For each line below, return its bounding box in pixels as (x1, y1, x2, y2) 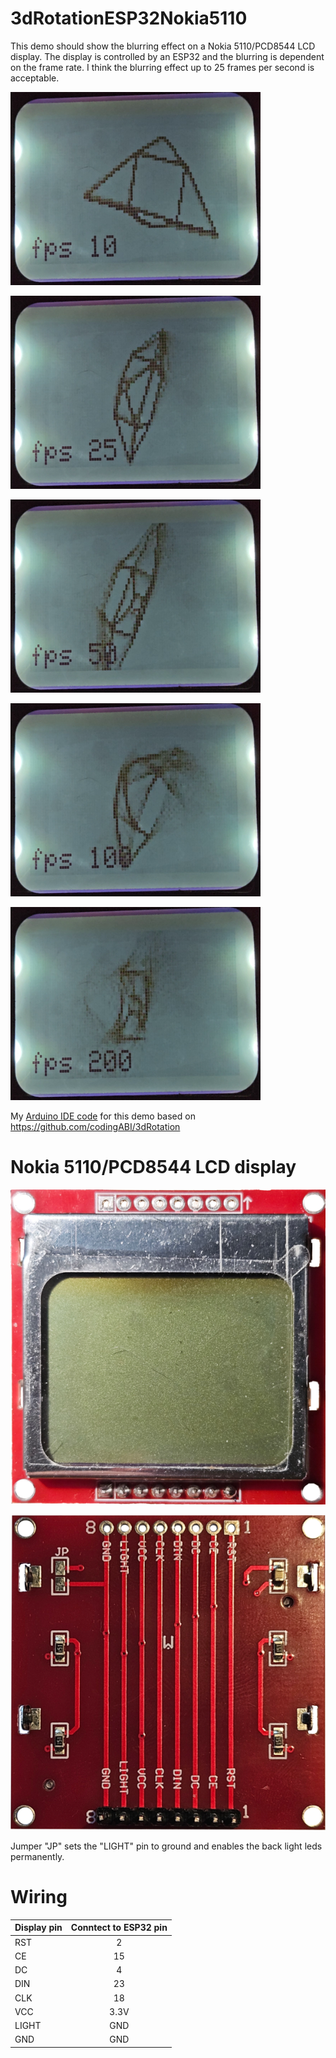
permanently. (10, 1850, 65, 1862)
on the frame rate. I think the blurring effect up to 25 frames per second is (10, 61, 315, 73)
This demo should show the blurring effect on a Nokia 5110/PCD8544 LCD (10, 40, 316, 52)
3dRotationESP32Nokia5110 (10, 7, 248, 30)
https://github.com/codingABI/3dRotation (10, 1120, 181, 1132)
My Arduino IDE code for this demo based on (10, 1110, 196, 1122)
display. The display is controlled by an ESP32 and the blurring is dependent (10, 50, 325, 62)
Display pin (14, 1922, 63, 1934)
